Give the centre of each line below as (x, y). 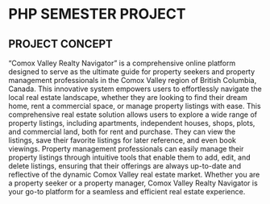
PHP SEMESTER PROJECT (97, 14)
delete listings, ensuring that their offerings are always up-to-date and (125, 166)
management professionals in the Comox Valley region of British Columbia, (133, 80)
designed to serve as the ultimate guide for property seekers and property (132, 72)
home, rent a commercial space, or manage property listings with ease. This (135, 106)
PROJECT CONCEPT (60, 44)
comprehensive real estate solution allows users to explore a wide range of (133, 114)
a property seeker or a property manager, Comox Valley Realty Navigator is (133, 183)
